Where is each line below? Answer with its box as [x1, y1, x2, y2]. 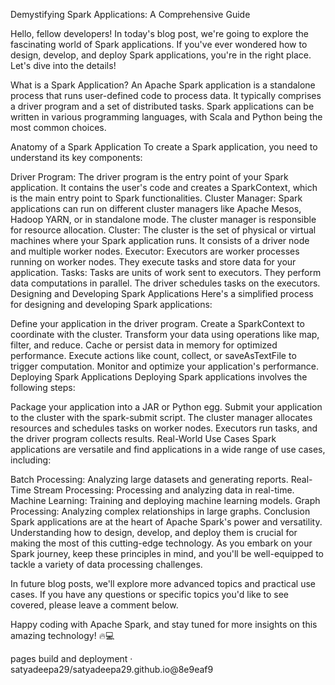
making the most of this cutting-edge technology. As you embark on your [10, 537, 313, 549]
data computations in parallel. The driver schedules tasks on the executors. [10, 277, 321, 289]
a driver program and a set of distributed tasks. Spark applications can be [10, 100, 315, 112]
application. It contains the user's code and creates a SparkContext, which [10, 182, 318, 193]
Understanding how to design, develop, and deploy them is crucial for [10, 527, 298, 538]
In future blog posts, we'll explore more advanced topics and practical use [10, 578, 317, 589]
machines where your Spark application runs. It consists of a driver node [10, 235, 310, 246]
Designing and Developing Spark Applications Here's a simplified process [10, 288, 314, 299]
